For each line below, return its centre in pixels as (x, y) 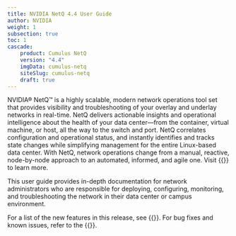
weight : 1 (22, 27)
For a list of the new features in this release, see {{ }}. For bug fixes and (110, 218)
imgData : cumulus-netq (53, 67)
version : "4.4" (42, 60)
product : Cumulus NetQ (53, 54)
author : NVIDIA (30, 21)
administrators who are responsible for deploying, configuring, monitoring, (116, 189)
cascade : (20, 47)
